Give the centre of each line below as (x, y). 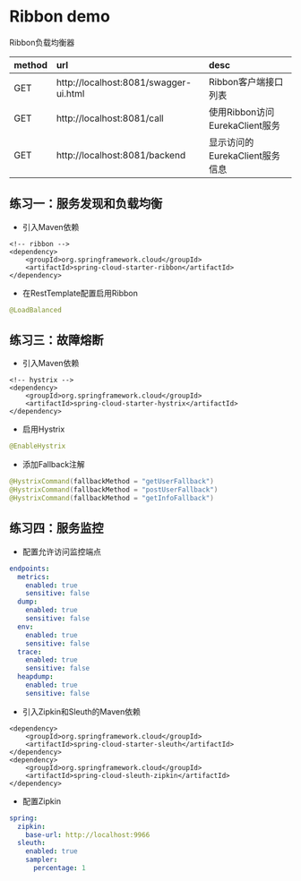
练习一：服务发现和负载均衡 (86, 204)
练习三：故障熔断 (56, 341)
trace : (30, 652)
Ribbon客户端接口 (246, 81)
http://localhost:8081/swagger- (124, 82)
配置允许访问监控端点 (61, 552)
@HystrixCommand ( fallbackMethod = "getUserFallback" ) (112, 482)
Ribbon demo (60, 17)
